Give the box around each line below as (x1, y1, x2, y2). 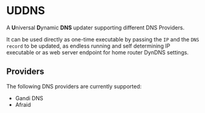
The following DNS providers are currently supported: (6, 82, 142, 90)
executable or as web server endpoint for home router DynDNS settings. (6, 48, 189, 56)
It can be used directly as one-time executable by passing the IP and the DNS (6, 35, 199, 43)
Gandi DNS (15, 94, 43, 101)
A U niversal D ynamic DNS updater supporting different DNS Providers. (6, 24, 185, 31)
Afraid (15, 101, 31, 108)
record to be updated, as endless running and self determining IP (6, 42, 170, 49)
